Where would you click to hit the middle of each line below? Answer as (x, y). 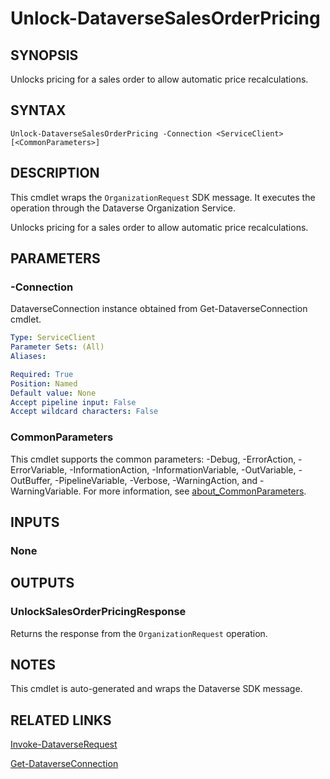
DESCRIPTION (55, 173)
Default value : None (53, 393)
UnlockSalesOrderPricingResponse (98, 612)
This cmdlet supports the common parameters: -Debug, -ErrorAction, (153, 459)
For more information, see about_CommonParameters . (195, 491)
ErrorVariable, (39, 469)
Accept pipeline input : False (73, 402)
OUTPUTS (42, 583)
